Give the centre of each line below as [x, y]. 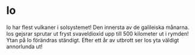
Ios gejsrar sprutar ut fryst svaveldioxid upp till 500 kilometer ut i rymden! [97, 33]
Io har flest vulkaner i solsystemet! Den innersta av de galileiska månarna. [98, 27]
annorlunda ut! [24, 47]
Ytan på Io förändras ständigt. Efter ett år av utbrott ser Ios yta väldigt [93, 40]
